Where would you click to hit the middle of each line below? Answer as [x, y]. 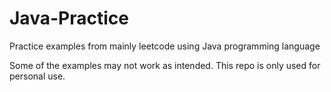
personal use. [37, 76]
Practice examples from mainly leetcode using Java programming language [165, 46]
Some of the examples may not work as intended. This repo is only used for [165, 65]
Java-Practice [69, 18]
